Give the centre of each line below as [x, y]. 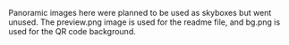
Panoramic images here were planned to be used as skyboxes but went [140, 13]
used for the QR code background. [72, 31]
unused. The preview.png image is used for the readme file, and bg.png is [144, 22]
